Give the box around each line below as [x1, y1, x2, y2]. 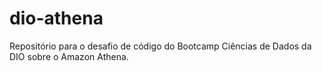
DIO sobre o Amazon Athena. [9, 50, 129, 62]
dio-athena [9, 7, 104, 30]
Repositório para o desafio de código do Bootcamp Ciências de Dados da [9, 40, 312, 52]
